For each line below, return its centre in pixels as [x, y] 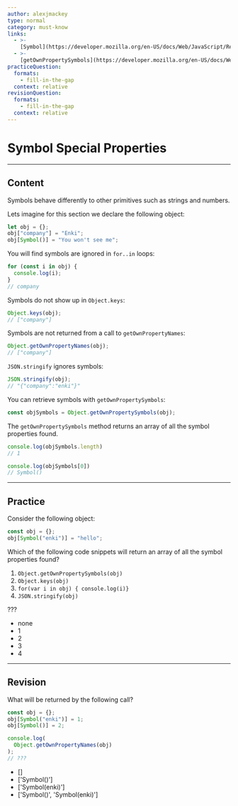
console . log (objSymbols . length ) [55, 447]
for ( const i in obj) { [42, 267]
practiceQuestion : [34, 67]
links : [17, 34]
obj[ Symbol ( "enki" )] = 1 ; [45, 719]
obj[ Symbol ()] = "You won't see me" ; [63, 240]
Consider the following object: [51, 518]
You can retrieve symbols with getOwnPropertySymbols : [86, 399]
